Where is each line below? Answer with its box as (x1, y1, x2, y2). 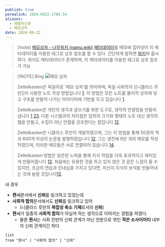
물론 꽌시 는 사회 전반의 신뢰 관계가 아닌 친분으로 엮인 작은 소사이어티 (19, 217, 151, 222)
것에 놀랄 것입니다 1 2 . (22, 171, 63, 177)
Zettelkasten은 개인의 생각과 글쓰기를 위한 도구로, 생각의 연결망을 (17, 107, 144, 113)
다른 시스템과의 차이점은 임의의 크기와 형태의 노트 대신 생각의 (41, 113, 159, 119)
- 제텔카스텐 (9, 21, 31, 26)
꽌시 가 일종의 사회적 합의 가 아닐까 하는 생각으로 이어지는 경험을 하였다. (12, 210, 148, 216)
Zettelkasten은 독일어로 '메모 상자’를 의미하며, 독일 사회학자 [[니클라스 (17, 84, 153, 89)
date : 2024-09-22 (5, 30, 41, 35)
